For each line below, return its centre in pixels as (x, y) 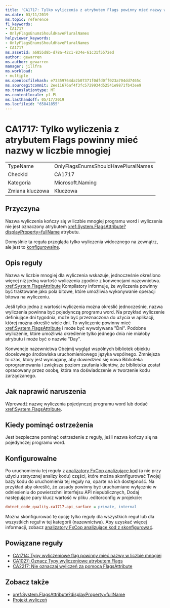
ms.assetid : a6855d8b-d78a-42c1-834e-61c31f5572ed (60, 52)
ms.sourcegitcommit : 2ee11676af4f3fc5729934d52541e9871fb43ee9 (73, 85)
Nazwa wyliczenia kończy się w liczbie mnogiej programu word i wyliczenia (84, 221)
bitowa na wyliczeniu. (28, 296)
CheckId (18, 174)
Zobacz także (27, 582)
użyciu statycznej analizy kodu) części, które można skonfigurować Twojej (83, 476)
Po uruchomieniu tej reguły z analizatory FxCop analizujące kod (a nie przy (83, 471)
